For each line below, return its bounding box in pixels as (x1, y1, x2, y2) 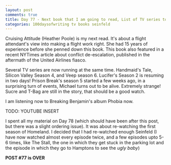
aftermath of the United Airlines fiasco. (5, 57, 87, 63)
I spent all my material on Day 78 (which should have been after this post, (5, 118, 159, 124)
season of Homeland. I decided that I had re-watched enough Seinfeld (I (5, 129, 157, 135)
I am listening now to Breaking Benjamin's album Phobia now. (5, 98, 134, 105)
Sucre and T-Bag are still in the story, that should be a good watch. (5, 88, 146, 94)
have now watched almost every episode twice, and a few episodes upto (5, 134, 158, 140)
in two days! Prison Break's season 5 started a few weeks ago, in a (5, 78, 146, 84)
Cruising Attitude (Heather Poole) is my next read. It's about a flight (5, 36, 146, 42)
